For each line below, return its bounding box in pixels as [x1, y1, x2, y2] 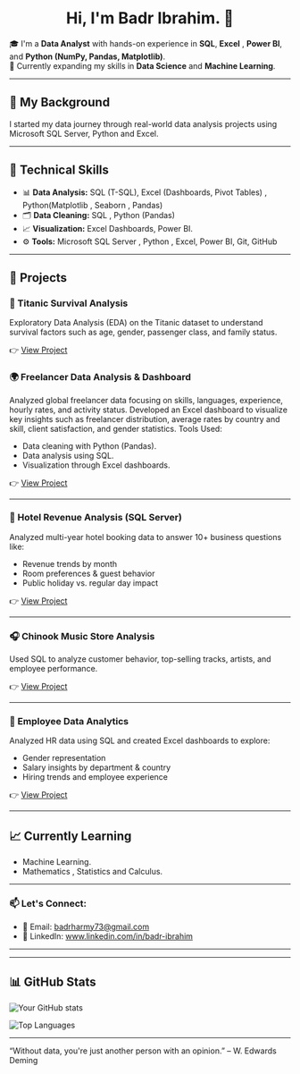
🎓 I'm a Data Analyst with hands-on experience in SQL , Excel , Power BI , [9, 38, 283, 48]
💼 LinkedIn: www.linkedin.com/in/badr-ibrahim [21, 930, 194, 942]
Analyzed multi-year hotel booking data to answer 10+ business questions [9, 531, 282, 542]
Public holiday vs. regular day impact [21, 577, 159, 588]
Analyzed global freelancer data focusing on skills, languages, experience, [9, 394, 284, 405]
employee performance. [9, 664, 98, 674]
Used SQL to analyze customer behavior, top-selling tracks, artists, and [9, 654, 271, 664]
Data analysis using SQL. [21, 450, 114, 461]
